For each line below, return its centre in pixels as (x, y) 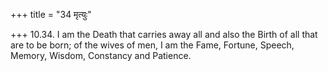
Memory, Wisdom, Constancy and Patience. (101, 55)
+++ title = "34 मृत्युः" (51, 14)
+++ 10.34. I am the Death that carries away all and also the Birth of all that (164, 34)
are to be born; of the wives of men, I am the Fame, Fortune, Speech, (152, 45)
